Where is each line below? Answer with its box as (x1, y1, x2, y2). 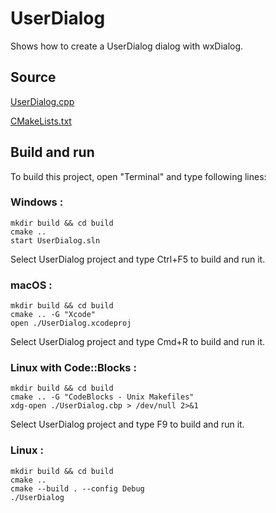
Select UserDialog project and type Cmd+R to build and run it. (10, 336, 266, 348)
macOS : (10, 278, 53, 292)
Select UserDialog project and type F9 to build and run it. (10, 418, 245, 431)
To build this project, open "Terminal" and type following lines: (10, 170, 267, 182)
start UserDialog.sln (10, 235, 101, 246)
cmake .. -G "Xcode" (10, 310, 97, 320)
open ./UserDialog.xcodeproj (10, 318, 132, 329)
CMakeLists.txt (10, 115, 72, 127)
